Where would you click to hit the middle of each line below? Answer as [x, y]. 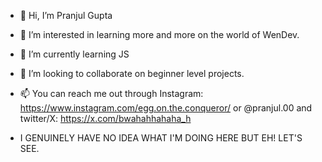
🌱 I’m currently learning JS [74, 54]
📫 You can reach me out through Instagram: [111, 93]
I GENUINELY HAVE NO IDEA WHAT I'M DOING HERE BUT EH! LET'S [161, 138]
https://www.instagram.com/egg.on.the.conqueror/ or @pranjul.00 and [166, 108]
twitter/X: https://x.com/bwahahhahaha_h [105, 118]
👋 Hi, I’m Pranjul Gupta [66, 15]
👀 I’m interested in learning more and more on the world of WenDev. [159, 34]
